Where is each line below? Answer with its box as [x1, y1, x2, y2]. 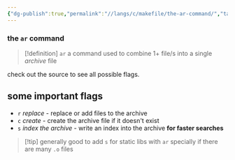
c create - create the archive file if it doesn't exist [17, 116, 159, 124]
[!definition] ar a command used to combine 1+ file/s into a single [24, 49, 213, 57]
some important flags [7, 90, 104, 102]
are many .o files [24, 145, 73, 153]
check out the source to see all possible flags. [7, 70, 140, 78]
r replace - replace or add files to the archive [17, 109, 148, 117]
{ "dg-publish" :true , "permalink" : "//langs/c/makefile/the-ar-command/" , [7, 10, 220, 17]
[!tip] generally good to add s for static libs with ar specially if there [24, 137, 218, 145]
